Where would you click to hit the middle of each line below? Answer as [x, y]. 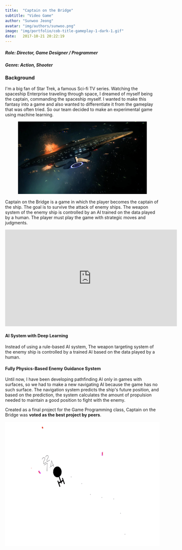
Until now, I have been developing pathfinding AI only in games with [74, 379]
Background [20, 78]
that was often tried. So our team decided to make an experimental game [79, 109]
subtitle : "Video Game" [29, 15]
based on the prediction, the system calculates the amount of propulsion [78, 395]
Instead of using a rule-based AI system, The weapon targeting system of [79, 347]
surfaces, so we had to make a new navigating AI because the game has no [81, 385]
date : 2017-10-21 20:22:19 [35, 36]
